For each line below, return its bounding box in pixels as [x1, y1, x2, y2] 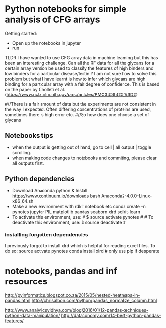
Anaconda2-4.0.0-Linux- [101, 193, 152, 199]
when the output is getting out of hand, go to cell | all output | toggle [12, 144, 152, 150]
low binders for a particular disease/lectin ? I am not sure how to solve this [5, 70, 157, 76]
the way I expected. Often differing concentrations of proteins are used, [5, 106, 151, 112]
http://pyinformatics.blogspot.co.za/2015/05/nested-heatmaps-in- [5, 292, 140, 298]
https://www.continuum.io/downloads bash [12, 193, 100, 199]
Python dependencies [5, 175, 75, 183]
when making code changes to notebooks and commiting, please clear [12, 155, 157, 161]
